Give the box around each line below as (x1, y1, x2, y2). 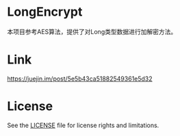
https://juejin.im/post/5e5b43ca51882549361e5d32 (7, 74, 153, 83)
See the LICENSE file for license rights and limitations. (7, 121, 159, 129)
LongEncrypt (7, 4, 83, 20)
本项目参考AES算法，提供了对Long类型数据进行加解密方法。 (7, 27, 177, 36)
